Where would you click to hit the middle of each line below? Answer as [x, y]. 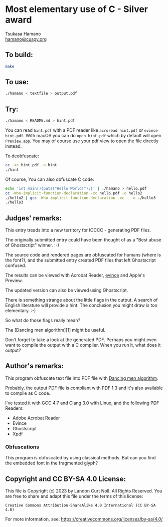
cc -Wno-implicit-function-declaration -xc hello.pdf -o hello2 [74, 193]
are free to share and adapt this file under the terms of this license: [74, 496]
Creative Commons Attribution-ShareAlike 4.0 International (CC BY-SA [80, 505]
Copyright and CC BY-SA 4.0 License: [66, 479]
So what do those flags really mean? [43, 320]
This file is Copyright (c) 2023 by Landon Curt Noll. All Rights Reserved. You [84, 491]
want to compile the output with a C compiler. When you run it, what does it [83, 345]
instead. [14, 146]
